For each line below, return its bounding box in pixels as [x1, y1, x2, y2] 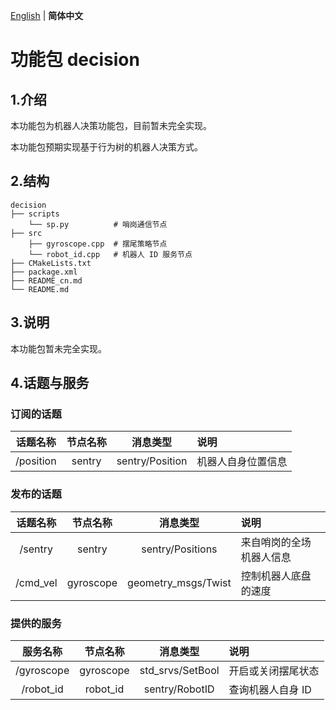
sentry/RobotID [143, 682, 215, 696]
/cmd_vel [15, 575, 58, 589]
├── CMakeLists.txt [10, 258, 92, 268]
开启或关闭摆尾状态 [228, 664, 320, 678]
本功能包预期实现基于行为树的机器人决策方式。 [10, 141, 203, 153]
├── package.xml [10, 267, 78, 277]
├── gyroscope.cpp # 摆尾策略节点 [28, 239, 168, 249]
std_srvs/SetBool [139, 663, 220, 677]
